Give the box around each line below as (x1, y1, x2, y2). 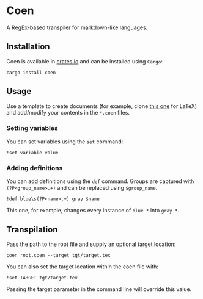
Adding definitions (6, 164, 63, 172)
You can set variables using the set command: (6, 138, 124, 145)
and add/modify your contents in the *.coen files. (6, 109, 130, 116)
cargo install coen (6, 70, 56, 76)
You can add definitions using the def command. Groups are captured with (6, 178, 194, 185)
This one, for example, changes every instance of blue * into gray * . (6, 207, 180, 214)
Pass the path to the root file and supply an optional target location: (6, 240, 176, 248)
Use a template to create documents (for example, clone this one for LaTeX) (6, 102, 197, 110)
